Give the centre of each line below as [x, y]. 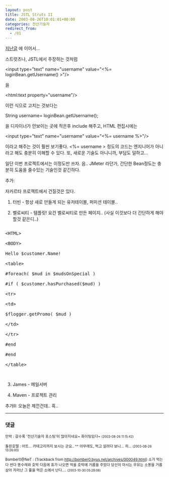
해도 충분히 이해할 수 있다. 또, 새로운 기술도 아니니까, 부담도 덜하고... [81, 153]
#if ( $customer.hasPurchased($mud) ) [53, 284]
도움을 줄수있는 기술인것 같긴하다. [47, 170]
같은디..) [30, 219]
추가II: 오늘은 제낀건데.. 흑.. [32, 406]
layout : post [19, 10]
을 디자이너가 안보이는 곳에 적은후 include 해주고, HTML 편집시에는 [71, 126]
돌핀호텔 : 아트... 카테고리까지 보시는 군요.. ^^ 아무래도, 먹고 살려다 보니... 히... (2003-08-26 [78, 446]
